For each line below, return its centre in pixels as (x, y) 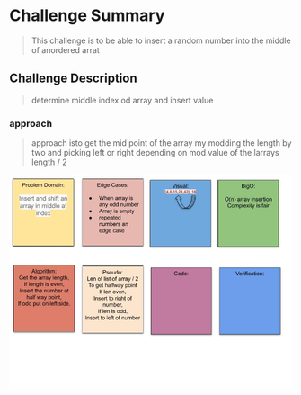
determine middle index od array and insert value (122, 100)
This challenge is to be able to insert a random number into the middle (161, 40)
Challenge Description (73, 79)
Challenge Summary (87, 16)
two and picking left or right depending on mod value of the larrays (155, 153)
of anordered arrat (66, 49)
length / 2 (49, 162)
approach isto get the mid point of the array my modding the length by (161, 143)
